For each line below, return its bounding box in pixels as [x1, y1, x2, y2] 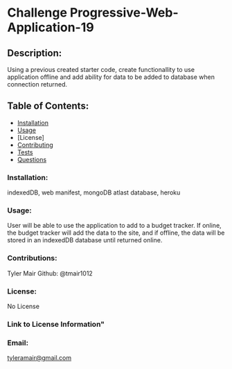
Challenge [7, 5, 68, 21]
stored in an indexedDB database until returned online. [7, 236, 163, 244]
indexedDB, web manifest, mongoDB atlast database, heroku [7, 188, 181, 197]
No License [7, 303, 40, 310]
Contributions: [7, 253, 57, 263]
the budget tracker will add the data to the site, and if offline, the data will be [7, 228, 225, 237]
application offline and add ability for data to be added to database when [7, 73, 215, 81]
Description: [7, 47, 62, 59]
